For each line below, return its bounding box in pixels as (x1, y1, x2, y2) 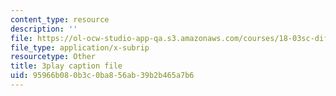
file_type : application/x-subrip (10, 42, 150, 53)
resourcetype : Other (10, 52, 97, 62)
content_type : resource (10, 14, 110, 25)
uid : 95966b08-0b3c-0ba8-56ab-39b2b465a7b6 (10, 71, 195, 81)
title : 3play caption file (10, 61, 123, 71)
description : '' (10, 24, 78, 34)
